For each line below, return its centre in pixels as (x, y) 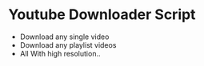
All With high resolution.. (60, 53)
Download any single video (64, 37)
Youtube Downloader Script (102, 15)
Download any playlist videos (68, 45)
